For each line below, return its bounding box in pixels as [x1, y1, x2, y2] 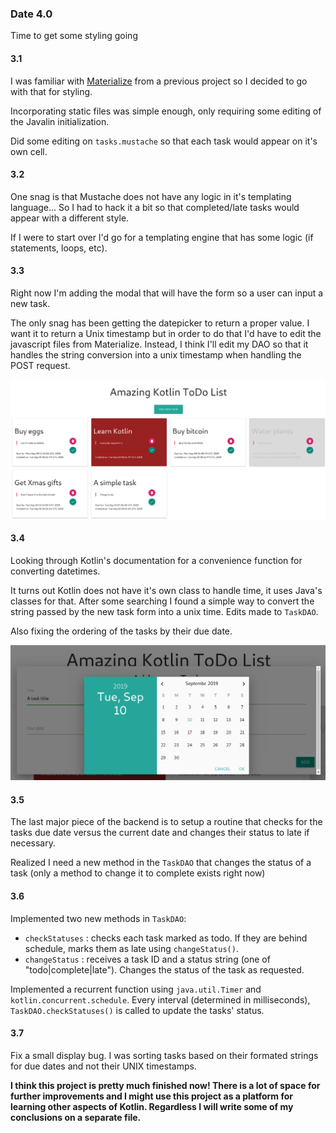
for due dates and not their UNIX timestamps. [10, 1060, 197, 1072]
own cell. [10, 145, 48, 157]
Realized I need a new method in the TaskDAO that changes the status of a [10, 857, 312, 869]
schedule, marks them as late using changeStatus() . [24, 942, 239, 954]
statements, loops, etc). [10, 242, 108, 254]
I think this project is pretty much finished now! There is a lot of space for [10, 1079, 321, 1091]
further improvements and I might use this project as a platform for [10, 1090, 293, 1102]
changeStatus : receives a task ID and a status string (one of [24, 953, 271, 965]
